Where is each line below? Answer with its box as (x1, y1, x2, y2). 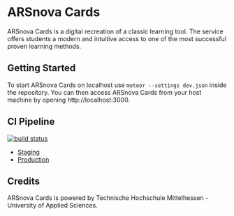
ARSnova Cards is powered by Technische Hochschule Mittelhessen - (7, 194, 209, 202)
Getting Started (7, 62, 76, 74)
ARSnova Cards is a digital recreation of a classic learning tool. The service (7, 27, 224, 36)
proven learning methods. (7, 42, 82, 50)
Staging (17, 148, 41, 156)
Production (17, 155, 50, 164)
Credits (7, 175, 41, 187)
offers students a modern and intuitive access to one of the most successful (7, 34, 227, 43)
